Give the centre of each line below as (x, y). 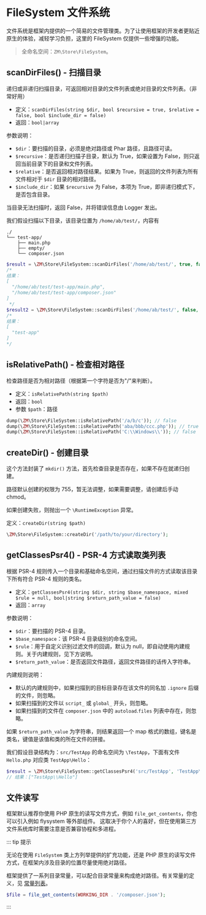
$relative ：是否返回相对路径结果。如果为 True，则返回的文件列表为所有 (107, 171)
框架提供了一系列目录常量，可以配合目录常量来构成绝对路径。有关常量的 (97, 876)
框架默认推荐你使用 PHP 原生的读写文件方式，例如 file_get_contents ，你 (99, 814)
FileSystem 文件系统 (58, 13)
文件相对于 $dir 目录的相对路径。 (57, 179)
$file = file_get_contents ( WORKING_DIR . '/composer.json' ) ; (86, 895)
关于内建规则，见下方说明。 (61, 654)
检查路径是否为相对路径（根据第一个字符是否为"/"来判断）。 (81, 380)
